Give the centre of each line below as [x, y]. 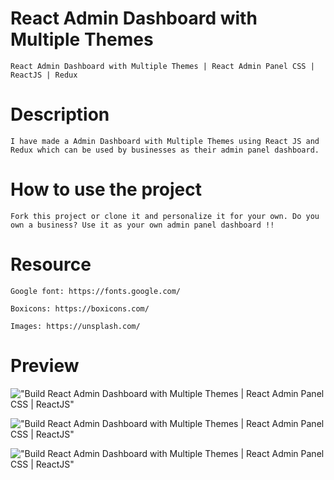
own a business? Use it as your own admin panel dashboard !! [142, 225]
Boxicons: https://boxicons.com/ [80, 308]
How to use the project [106, 189]
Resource [51, 264]
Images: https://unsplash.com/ [75, 326]
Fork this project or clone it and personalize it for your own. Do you [165, 216]
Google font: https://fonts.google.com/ [96, 291]
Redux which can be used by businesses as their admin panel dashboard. [165, 150]
